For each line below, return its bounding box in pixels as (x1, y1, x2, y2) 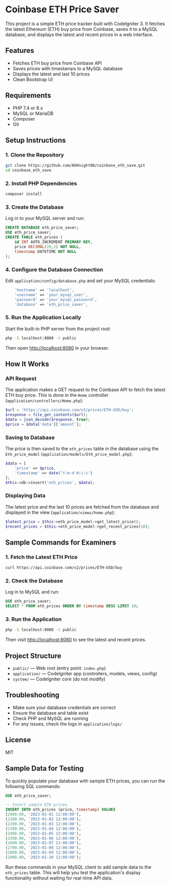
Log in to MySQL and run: (5, 589, 59, 595)
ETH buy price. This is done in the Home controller (5, 392, 109, 398)
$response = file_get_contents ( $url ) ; (5, 412, 88, 417)
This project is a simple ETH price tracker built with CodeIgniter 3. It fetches (5, 21, 165, 27)
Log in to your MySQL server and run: (5, 215, 85, 221)
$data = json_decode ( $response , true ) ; (5, 417, 91, 422)
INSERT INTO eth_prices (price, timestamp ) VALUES (5, 807, 116, 812)
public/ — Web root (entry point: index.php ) (12, 665, 106, 671)
